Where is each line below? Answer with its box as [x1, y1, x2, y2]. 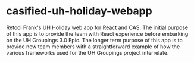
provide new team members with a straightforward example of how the [6, 43, 180, 50]
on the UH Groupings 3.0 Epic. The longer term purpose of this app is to [6, 36, 183, 44]
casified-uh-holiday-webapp [6, 4, 153, 18]
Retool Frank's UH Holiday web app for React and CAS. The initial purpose [6, 24, 189, 31]
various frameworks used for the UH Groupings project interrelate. [6, 49, 169, 56]
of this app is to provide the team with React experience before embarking [6, 30, 189, 37]
